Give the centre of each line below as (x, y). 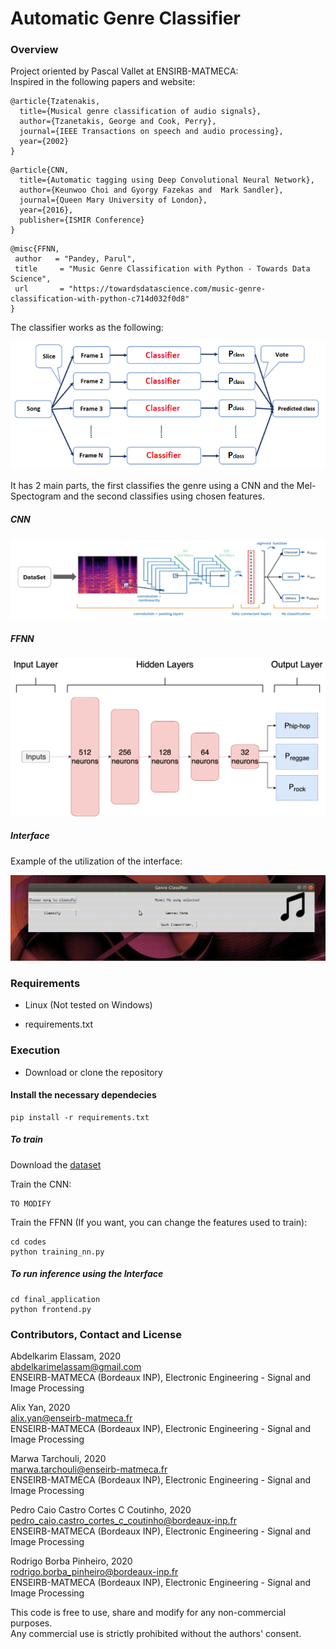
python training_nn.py (57, 1252)
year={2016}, (46, 210)
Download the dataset (56, 1164)
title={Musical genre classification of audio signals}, (140, 112)
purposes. (31, 1623)
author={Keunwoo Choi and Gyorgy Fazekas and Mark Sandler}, (151, 190)
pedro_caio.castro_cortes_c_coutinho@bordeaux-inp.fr (123, 1521)
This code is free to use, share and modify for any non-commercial (148, 1613)
